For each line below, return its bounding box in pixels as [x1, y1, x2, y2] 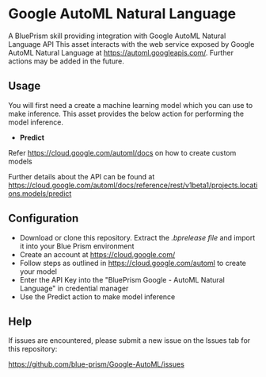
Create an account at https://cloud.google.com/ [19, 249, 176, 259]
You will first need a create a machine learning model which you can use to [8, 100, 253, 110]
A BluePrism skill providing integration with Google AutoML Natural [8, 31, 226, 40]
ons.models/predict [8, 188, 72, 198]
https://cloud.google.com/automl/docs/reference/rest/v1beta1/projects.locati [8, 180, 258, 190]
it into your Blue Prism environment [19, 241, 135, 251]
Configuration [8, 212, 79, 225]
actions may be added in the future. [8, 56, 125, 66]
